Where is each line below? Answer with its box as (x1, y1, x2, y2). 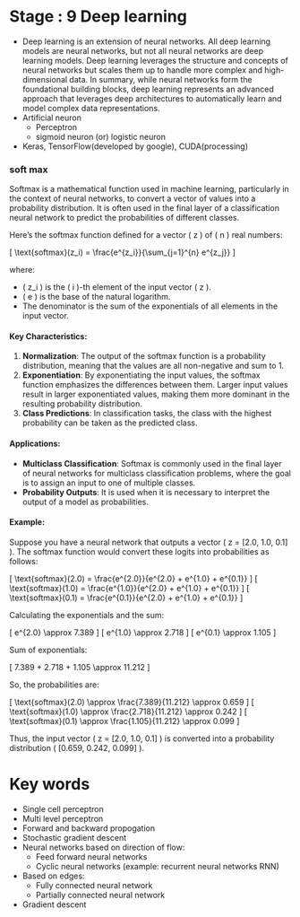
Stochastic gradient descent (21, 832, 127, 843)
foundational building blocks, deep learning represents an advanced (21, 83, 275, 94)
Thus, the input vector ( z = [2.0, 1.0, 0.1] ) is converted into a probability (9, 733, 275, 744)
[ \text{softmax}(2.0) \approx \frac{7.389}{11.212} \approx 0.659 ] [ (9, 696, 255, 707)
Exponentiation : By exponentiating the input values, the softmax (21, 370, 261, 380)
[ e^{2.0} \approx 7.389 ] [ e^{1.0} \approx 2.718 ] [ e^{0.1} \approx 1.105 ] (9, 626, 277, 638)
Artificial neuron (21, 112, 82, 123)
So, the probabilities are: (9, 679, 100, 690)
